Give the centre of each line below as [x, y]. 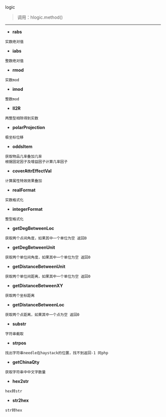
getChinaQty [26, 362]
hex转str [14, 391]
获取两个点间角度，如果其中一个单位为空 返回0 [46, 238]
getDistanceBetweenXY [38, 285]
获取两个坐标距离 [20, 296]
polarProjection [29, 127]
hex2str [21, 381]
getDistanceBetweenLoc [38, 305]
